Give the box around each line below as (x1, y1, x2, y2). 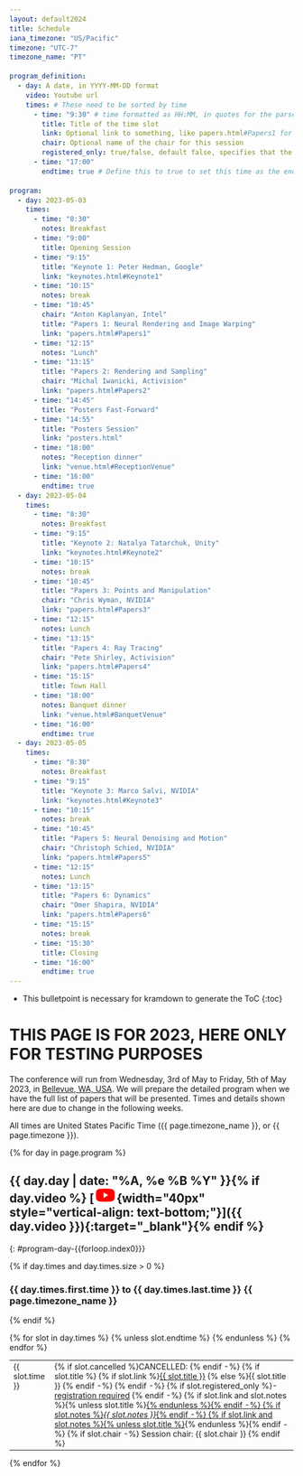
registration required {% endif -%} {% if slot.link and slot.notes (53, 1389, 287, 1400)
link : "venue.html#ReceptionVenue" (41, 462, 176, 472)
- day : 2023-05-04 (17, 490, 87, 500)
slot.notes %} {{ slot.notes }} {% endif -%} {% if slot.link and (53, 1409, 273, 1420)
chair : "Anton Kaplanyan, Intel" (41, 310, 168, 319)
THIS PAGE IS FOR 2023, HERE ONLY (9, 1025, 287, 1045)
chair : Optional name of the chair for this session (41, 138, 244, 148)
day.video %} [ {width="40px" (9, 1191, 206, 1206)
